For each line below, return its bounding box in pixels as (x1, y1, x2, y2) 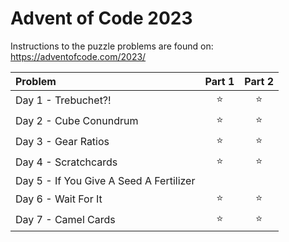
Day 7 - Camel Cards (15, 213, 116, 227)
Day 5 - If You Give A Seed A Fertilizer (15, 173, 196, 187)
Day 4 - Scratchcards (15, 155, 118, 169)
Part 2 (244, 74, 275, 88)
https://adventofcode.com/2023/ (10, 50, 147, 62)
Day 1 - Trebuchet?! (15, 93, 112, 107)
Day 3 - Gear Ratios (15, 135, 110, 149)
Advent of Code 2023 (10, 7, 193, 30)
